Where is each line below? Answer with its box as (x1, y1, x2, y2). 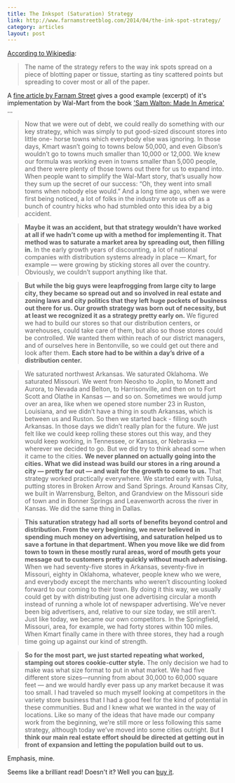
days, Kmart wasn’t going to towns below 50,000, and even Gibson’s (24, 142, 223, 151)
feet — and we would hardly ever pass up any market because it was (24, 681, 224, 690)
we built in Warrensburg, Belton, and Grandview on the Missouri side (24, 489, 223, 498)
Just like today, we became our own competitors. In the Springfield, (24, 615, 220, 623)
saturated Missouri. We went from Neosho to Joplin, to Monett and (24, 377, 217, 386)
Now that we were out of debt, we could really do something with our (24, 120, 224, 129)
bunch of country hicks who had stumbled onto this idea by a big (24, 202, 213, 211)
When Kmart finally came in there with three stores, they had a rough (24, 630, 224, 638)
